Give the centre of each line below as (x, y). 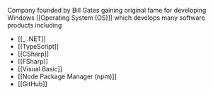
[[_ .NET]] (31, 39)
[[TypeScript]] (38, 46)
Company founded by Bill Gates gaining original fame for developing (107, 10)
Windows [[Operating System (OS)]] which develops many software (106, 18)
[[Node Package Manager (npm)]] (67, 76)
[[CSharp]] (33, 54)
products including (35, 25)
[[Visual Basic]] (40, 69)
